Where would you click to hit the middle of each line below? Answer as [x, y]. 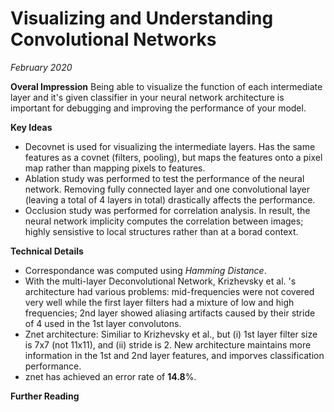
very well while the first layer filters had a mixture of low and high [159, 302]
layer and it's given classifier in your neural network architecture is [147, 97]
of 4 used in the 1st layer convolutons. [103, 323]
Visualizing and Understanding [142, 18]
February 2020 [41, 67]
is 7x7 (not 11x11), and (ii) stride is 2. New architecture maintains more [168, 344]
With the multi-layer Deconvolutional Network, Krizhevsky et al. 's [160, 281]
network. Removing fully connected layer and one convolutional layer [167, 189]
